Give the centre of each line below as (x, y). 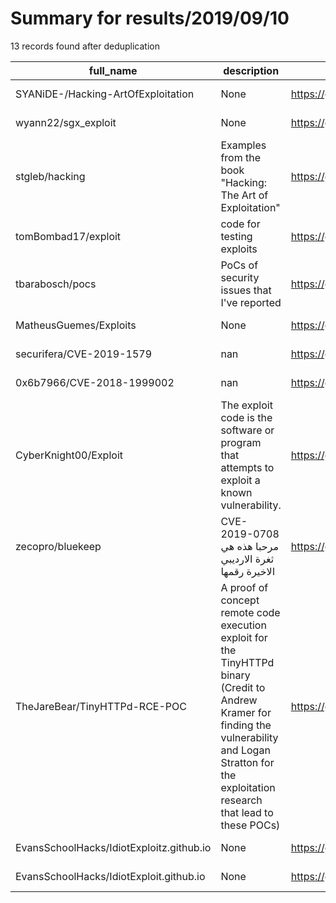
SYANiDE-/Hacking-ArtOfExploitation (105, 94)
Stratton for (247, 762)
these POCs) (250, 825)
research (241, 800)
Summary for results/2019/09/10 (150, 18)
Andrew (239, 700)
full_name (113, 70)
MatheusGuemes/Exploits (76, 325)
